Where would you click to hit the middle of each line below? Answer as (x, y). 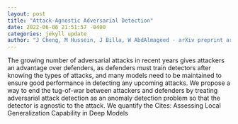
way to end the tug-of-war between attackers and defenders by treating (113, 91)
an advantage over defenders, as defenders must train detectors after (109, 68)
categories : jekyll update (47, 34)
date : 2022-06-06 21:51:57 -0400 (57, 27)
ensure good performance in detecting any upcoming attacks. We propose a (119, 83)
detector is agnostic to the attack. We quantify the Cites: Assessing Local (114, 106)
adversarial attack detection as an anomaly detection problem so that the (114, 98)
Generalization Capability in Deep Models (68, 113)
